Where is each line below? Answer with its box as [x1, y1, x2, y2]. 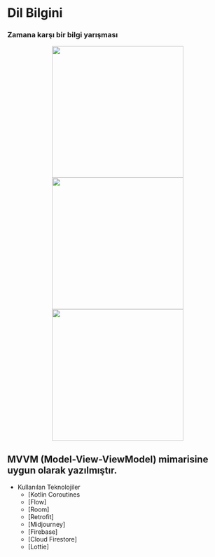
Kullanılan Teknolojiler [17, 483, 81, 492]
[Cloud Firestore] [27, 535, 77, 544]
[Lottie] [27, 542, 49, 551]
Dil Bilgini [7, 5, 63, 21]
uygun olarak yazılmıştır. [7, 464, 118, 476]
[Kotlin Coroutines [27, 490, 81, 499]
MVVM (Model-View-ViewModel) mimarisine [7, 453, 209, 465]
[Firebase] [27, 528, 58, 536]
